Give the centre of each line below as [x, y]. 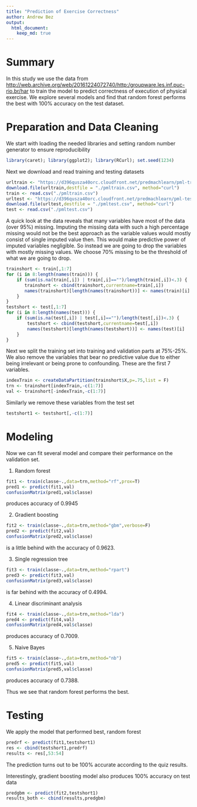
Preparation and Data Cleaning [82, 127]
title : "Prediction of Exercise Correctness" [62, 11]
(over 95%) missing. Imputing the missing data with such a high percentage [97, 227]
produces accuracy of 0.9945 [42, 503]
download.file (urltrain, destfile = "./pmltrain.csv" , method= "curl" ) [93, 188]
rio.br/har [18, 91]
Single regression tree [41, 559]
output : [16, 22]
